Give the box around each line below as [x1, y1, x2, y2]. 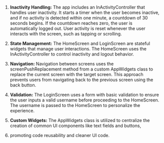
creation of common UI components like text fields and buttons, [9, 122, 141, 128]
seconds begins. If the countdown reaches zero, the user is [9, 20, 132, 26]
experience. [9, 107, 35, 113]
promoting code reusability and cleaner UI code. [9, 132, 110, 138]
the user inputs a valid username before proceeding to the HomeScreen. [9, 97, 159, 103]
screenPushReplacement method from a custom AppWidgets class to [9, 66, 153, 72]
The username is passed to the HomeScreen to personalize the [9, 102, 140, 108]
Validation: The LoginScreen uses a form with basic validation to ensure [9, 92, 159, 97]
